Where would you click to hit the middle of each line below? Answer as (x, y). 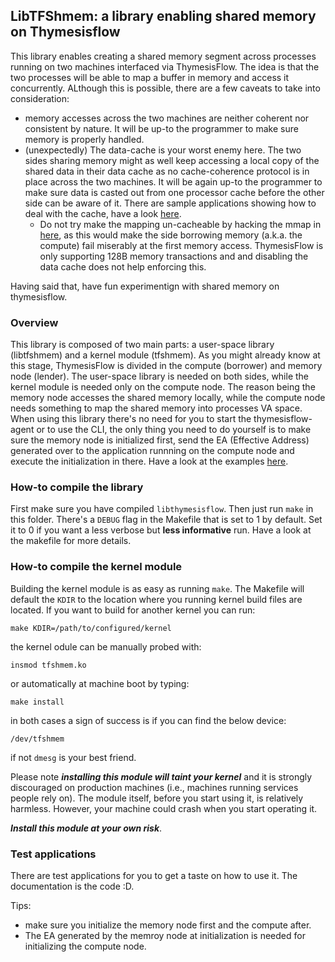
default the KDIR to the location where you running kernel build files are (156, 599)
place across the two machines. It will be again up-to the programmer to (173, 181)
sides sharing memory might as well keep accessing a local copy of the (172, 160)
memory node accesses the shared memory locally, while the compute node (168, 398)
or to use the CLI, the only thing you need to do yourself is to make (174, 430)
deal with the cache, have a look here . (103, 213)
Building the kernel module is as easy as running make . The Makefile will (157, 588)
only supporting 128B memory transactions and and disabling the (174, 256)
